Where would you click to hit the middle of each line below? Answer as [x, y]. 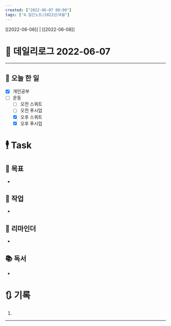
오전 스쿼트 [31, 104]
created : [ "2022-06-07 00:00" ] [38, 10]
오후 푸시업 [31, 123]
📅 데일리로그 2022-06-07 [58, 51]
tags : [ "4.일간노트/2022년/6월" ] [37, 15]
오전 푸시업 [31, 111]
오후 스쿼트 [31, 117]
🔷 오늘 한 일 [22, 78]
